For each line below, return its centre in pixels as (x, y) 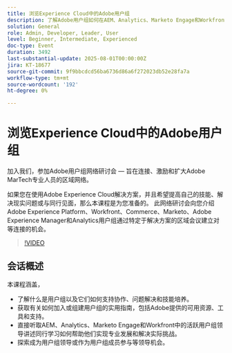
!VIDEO (34, 243)
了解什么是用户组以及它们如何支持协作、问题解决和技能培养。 (105, 299)
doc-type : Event (30, 46)
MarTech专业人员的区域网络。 (50, 180)
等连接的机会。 (28, 229)
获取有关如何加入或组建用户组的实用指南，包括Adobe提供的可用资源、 (117, 307)
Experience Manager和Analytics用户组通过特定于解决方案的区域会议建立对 (113, 220)
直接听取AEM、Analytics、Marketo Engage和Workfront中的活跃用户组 (117, 325)
